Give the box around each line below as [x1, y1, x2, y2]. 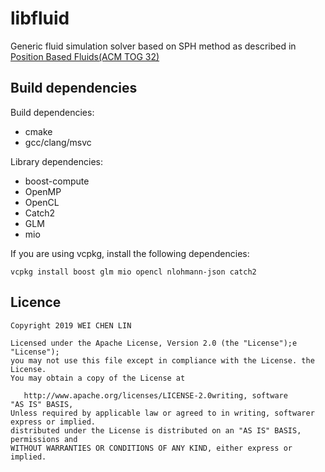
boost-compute [24, 175, 90, 187]
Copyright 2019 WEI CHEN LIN [10, 320, 132, 331]
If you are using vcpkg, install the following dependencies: [10, 247, 250, 259]
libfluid [10, 7, 70, 30]
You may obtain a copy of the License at [10, 373, 186, 383]
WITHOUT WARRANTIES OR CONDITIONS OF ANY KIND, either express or [10, 443, 293, 453]
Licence [10, 294, 62, 311]
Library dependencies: [10, 155, 104, 167]
